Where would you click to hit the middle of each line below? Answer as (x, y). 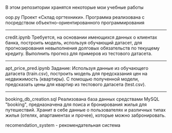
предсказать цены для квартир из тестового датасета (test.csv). (76, 84)
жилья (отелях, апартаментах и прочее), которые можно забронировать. (86, 115)
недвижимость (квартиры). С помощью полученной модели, (72, 79)
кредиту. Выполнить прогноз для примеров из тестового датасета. (79, 54)
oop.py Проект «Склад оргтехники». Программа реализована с (75, 17)
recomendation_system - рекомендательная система (63, 125)
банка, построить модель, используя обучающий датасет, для (74, 43)
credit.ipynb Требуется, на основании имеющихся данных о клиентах (81, 37)
